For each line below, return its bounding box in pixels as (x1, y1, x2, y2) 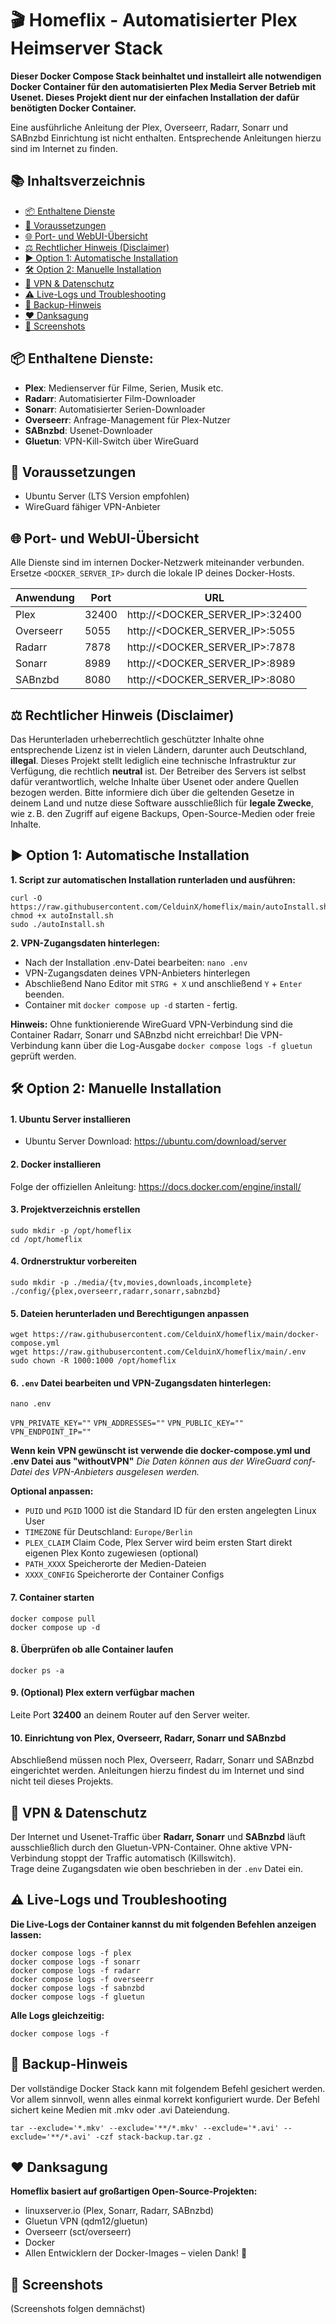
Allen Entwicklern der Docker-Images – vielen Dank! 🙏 (24, 2247, 248, 2259)
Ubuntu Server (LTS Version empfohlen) (24, 490, 190, 502)
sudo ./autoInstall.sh (10, 919, 105, 929)
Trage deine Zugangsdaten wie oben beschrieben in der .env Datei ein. (10, 1863, 304, 1875)
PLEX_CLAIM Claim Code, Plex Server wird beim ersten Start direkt (24, 1537, 293, 1549)
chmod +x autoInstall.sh (10, 910, 114, 921)
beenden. (24, 988, 65, 1000)
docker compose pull (10, 1613, 97, 1624)
